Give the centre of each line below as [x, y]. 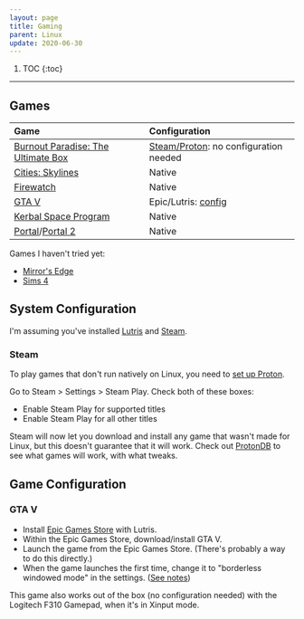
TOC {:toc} [43, 69]
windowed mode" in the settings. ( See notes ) [107, 577]
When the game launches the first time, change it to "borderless [142, 567]
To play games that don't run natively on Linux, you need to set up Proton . [147, 374]
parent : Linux [36, 34]
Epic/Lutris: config [188, 202]
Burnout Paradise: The [62, 147]
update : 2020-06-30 [46, 43]
